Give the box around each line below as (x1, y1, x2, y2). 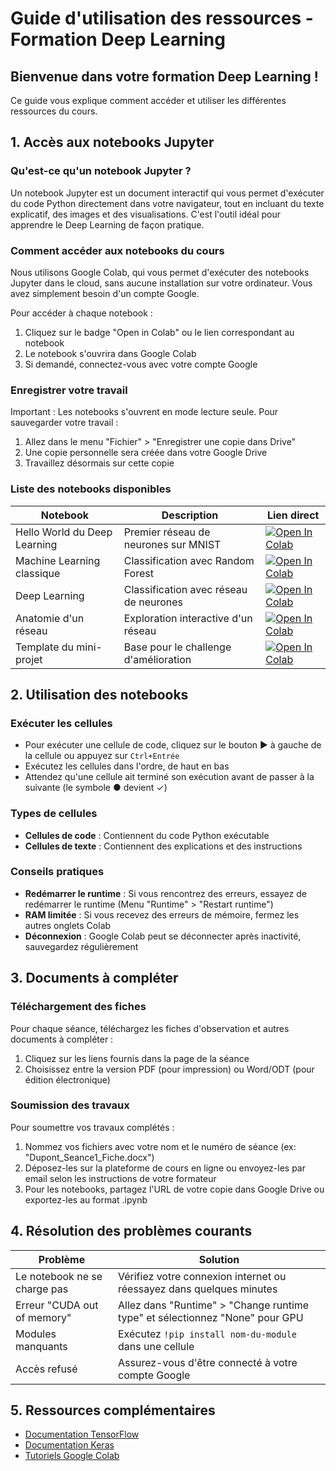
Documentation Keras (24, 1439, 115, 1451)
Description (161, 508, 219, 522)
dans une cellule (118, 1339, 195, 1353)
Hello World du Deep (15, 525, 113, 539)
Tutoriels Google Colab (24, 1450, 120, 1462)
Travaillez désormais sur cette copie (24, 457, 175, 469)
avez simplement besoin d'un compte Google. (10, 287, 200, 299)
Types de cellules (10, 807, 98, 821)
